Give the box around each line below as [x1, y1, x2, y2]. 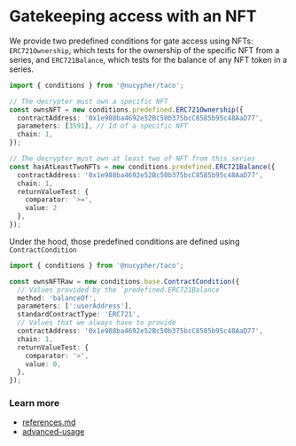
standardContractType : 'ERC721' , [17, 310, 141, 319]
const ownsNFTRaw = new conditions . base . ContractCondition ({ [9, 277, 240, 286]
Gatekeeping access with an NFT [9, 6, 257, 27]
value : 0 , [25, 359, 62, 369]
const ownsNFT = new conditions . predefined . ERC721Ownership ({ [9, 105, 244, 114]
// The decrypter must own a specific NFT [9, 97, 168, 106]
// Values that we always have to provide [17, 318, 176, 327]
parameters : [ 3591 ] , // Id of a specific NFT [17, 121, 189, 130]
